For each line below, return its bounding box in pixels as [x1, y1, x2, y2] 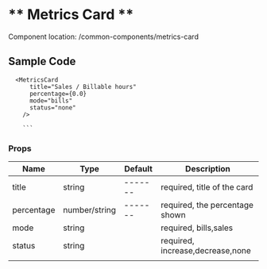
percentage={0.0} [29, 90, 87, 98]
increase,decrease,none [161, 245, 252, 256]
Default [124, 163, 153, 175]
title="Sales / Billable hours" [29, 83, 137, 90]
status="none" [29, 103, 77, 112]
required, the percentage [161, 200, 254, 211]
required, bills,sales [161, 222, 234, 233]
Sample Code [8, 55, 76, 68]
